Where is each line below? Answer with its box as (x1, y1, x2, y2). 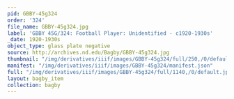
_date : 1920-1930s (7, 36, 61, 43)
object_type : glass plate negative (7, 43, 111, 49)
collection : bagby (7, 82, 61, 89)
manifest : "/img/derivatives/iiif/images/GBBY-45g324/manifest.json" (7, 62, 214, 69)
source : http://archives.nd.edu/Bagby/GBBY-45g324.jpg (7, 49, 170, 56)
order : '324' (7, 17, 45, 24)
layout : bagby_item (7, 75, 64, 82)
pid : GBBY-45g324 (7, 10, 58, 17)
